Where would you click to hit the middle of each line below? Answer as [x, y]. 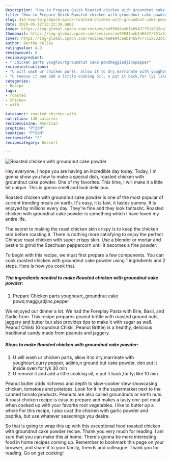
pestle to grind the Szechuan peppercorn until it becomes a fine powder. [81, 245]
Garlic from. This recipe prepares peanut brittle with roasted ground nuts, [82, 317]
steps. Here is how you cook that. [40, 266]
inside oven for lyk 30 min [40, 368]
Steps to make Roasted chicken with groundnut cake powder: [72, 344]
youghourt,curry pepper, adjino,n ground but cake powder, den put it [85, 363]
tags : [11, 91]
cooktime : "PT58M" [25, 133]
